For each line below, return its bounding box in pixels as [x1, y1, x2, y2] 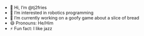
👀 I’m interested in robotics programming [9, 10, 94, 16]
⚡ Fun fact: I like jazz [9, 26, 53, 31]
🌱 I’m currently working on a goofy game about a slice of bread [9, 15, 140, 20]
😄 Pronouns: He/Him [9, 20, 54, 26]
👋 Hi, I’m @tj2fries [9, 5, 47, 10]
